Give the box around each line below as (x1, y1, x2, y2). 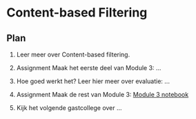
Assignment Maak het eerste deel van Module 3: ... (16, 64, 161, 72)
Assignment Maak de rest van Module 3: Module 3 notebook (16, 91, 189, 98)
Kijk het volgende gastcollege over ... (16, 104, 122, 111)
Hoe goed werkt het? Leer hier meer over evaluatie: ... (16, 77, 170, 85)
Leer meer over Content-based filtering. (16, 50, 130, 58)
